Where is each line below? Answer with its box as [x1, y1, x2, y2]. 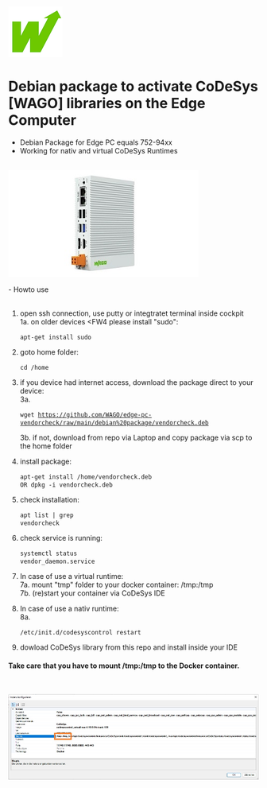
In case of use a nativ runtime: [19, 604, 119, 613]
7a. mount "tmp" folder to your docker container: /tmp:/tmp [19, 580, 214, 589]
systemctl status [19, 549, 78, 557]
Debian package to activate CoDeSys [8, 78, 258, 95]
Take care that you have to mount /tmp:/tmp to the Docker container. [8, 661, 240, 670]
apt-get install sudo [19, 333, 91, 341]
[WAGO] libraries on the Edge [8, 95, 206, 113]
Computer [8, 111, 77, 130]
